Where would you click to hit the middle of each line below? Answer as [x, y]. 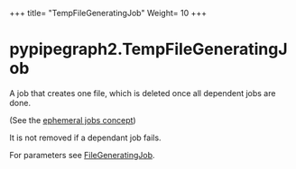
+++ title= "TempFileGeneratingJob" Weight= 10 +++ [108, 13]
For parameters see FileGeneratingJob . [82, 155]
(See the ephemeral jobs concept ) [73, 120]
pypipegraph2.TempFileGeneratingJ [148, 49]
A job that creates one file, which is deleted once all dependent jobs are [143, 93]
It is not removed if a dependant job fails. [85, 138]
